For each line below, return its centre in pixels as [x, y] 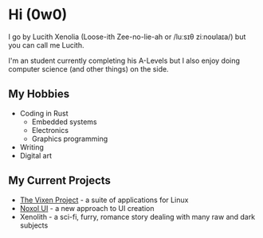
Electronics [50, 130]
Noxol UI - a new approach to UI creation [87, 208]
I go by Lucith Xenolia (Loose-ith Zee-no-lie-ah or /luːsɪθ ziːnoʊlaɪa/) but [127, 37]
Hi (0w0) [38, 15]
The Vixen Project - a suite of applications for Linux [104, 200]
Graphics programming [70, 139]
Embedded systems [64, 122]
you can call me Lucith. [46, 45]
